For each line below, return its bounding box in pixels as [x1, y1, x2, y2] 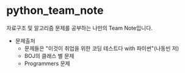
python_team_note [6, 4, 104, 17]
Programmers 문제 [24, 60, 70, 67]
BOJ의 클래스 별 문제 [24, 52, 74, 59]
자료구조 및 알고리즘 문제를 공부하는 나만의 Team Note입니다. [6, 24, 153, 31]
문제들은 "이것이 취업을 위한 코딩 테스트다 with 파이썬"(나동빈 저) [24, 45, 180, 52]
